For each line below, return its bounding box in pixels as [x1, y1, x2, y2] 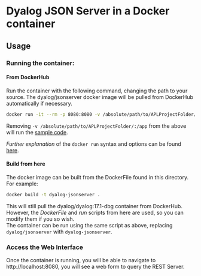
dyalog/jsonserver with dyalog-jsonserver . [6, 228, 112, 235]
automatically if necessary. [6, 100, 73, 107]
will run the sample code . [6, 128, 69, 136]
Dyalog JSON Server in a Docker [6, 4, 170, 18]
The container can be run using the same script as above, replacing [6, 221, 173, 229]
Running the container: [6, 59, 75, 67]
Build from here [6, 160, 46, 167]
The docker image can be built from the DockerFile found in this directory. [6, 173, 189, 181]
